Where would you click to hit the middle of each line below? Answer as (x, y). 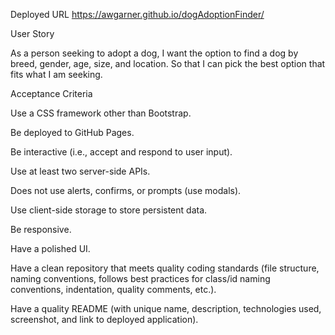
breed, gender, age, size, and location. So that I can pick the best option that (168, 63)
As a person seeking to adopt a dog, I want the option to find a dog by (154, 53)
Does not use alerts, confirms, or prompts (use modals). (126, 190)
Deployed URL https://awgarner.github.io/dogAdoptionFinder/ (137, 14)
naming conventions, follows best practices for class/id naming (140, 278)
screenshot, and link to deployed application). (104, 319)
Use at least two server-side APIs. (80, 171)
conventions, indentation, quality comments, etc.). (113, 289)
